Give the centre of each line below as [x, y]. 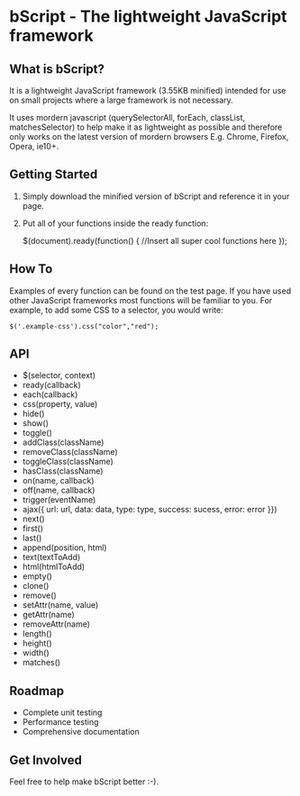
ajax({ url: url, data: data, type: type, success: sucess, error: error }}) [150, 510]
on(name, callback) [58, 481]
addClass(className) [63, 442]
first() [32, 529]
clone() [36, 586]
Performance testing [60, 722]
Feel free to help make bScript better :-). [84, 782]
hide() [33, 414]
